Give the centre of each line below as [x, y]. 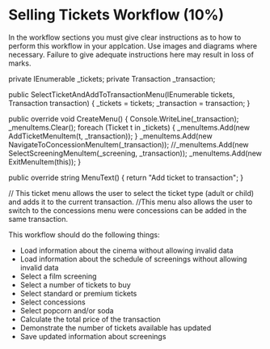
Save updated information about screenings [93, 336]
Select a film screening [58, 276]
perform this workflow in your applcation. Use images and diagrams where [133, 45]
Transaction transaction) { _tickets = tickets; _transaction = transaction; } [129, 103]
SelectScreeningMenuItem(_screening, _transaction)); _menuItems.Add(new [135, 153]
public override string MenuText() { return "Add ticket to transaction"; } [126, 177]
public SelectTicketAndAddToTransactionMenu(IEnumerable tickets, [122, 94]
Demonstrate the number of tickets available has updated [116, 328]
